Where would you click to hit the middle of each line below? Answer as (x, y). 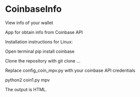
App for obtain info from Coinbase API (44, 32)
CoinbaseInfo (33, 9)
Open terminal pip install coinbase (40, 51)
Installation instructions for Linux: (39, 42)
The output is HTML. (26, 89)
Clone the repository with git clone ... (43, 61)
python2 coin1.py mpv (28, 80)
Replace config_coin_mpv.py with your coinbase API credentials (70, 70)
